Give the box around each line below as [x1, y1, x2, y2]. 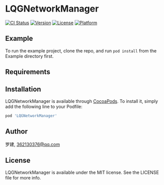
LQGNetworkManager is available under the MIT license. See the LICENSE [5, 169, 159, 175]
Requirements [5, 68, 50, 76]
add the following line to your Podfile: [5, 103, 83, 109]
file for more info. [5, 175, 41, 181]
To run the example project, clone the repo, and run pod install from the [5, 47, 157, 53]
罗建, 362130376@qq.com [5, 141, 60, 147]
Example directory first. [5, 53, 54, 59]
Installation [5, 85, 41, 93]
